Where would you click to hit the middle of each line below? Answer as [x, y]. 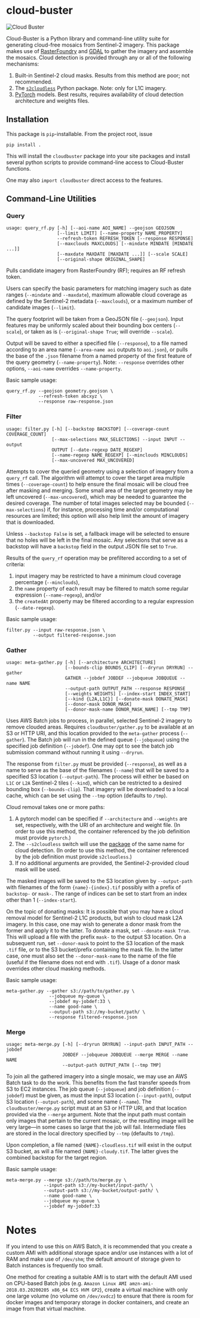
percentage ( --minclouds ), [47, 582]
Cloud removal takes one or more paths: [56, 807]
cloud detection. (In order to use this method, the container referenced [102, 850]
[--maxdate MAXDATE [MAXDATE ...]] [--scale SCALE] [122, 254]
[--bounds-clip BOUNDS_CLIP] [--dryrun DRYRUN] [125, 668]
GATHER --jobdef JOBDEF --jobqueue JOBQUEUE [121, 678]
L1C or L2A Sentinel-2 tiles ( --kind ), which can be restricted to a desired [94, 783]
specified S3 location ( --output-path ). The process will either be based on [98, 777]
